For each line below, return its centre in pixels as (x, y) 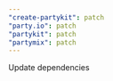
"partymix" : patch (42, 42)
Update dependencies (49, 68)
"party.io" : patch (42, 26)
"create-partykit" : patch (56, 17)
